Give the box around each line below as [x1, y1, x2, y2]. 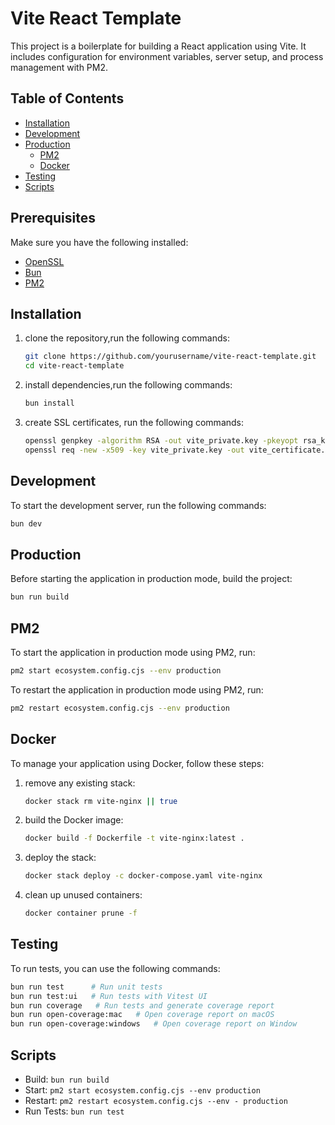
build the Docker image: [24, 814, 124, 826]
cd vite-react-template [24, 361, 125, 371]
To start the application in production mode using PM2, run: [10, 646, 256, 658]
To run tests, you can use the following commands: [10, 962, 221, 974]
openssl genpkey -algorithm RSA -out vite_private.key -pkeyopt [24, 436, 299, 446]
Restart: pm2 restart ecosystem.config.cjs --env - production [24, 1095, 288, 1106]
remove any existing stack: [24, 777, 136, 789]
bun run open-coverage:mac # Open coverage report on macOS [10, 1010, 275, 1020]
